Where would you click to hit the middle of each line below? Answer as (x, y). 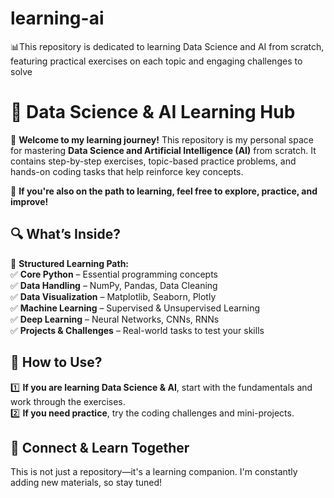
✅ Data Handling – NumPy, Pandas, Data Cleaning (114, 285)
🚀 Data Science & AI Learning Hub (153, 112)
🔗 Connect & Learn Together (100, 447)
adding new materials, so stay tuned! (86, 483)
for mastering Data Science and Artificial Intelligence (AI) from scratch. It (163, 150)
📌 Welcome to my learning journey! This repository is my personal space (162, 139)
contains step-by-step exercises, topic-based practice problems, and (153, 161)
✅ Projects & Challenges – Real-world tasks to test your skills (137, 330)
